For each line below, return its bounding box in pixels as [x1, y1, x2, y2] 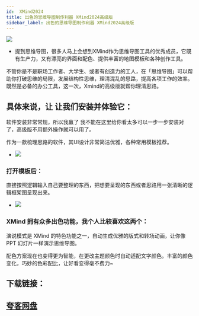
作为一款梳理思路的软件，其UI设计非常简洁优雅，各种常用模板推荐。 [6, 139, 173, 146]
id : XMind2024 [6, 8, 44, 15]
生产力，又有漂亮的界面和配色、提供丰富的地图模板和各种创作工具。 [20, 55, 187, 62]
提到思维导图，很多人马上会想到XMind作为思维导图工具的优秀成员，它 [14, 48, 187, 55]
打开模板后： [6, 167, 43, 175]
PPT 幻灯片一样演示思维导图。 [6, 240, 80, 247]
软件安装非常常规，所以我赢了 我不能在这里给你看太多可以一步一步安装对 [6, 119, 184, 126]
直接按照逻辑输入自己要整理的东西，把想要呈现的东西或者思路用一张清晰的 [6, 181, 188, 189]
